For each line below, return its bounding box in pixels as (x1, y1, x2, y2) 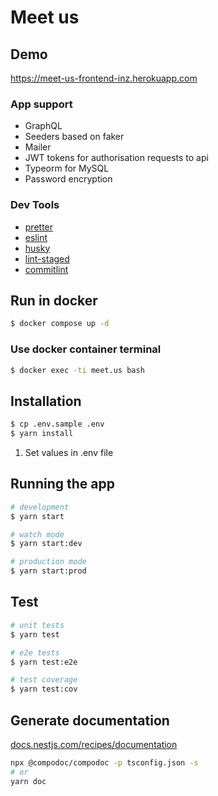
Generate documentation (10, 712, 170, 729)
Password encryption (24, 173, 113, 185)
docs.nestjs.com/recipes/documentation (10, 738, 178, 750)
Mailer (24, 141, 52, 153)
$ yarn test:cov (10, 684, 78, 695)
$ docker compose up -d (10, 319, 110, 329)
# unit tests (10, 620, 65, 630)
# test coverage (10, 675, 78, 685)
